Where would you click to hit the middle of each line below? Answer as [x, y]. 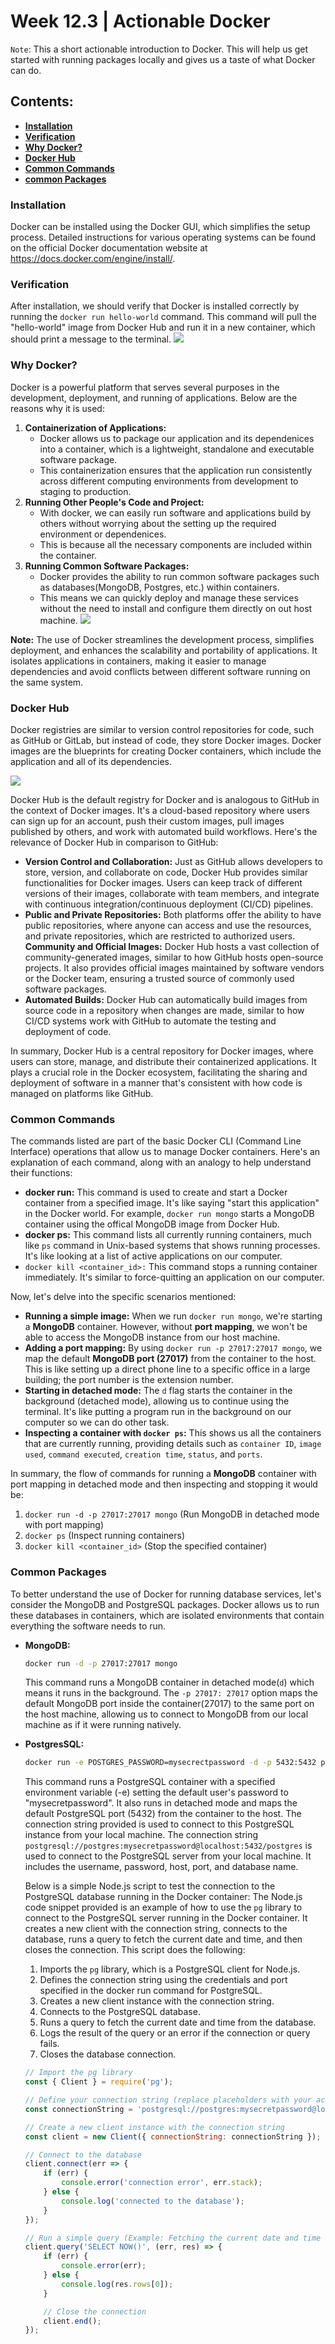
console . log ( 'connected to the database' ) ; [153, 2201]
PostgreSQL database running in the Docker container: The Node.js [163, 1897]
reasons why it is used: [57, 408]
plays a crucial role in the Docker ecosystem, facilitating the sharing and [159, 1072]
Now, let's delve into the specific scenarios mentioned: [123, 1297]
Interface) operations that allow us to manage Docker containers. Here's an [165, 1152]
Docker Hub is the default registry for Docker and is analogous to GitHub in [165, 799]
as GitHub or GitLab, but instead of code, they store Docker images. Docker [166, 740]
